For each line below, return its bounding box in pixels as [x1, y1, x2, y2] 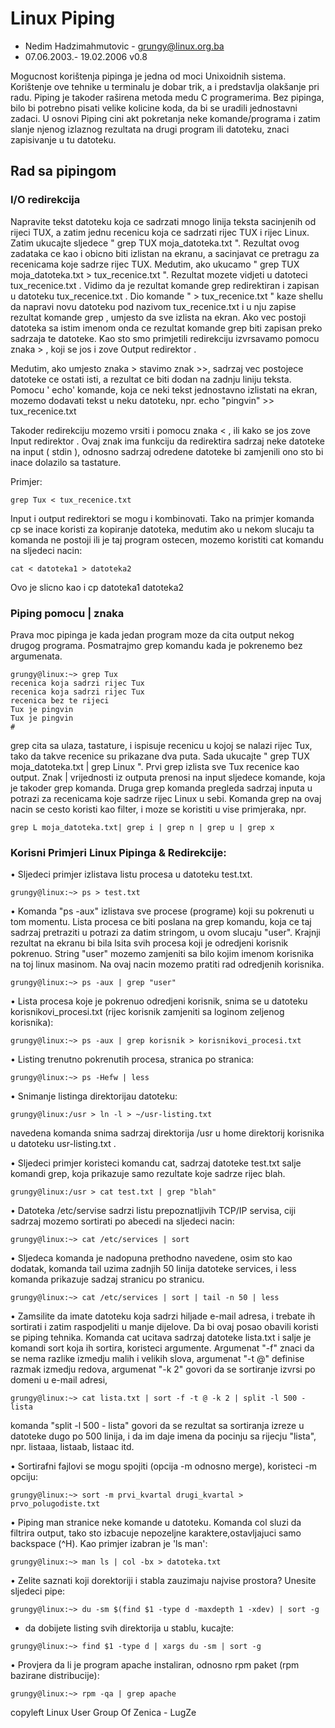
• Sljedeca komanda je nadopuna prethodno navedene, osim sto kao [10, 1252, 293, 1264]
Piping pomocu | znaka [10, 606, 125, 620]
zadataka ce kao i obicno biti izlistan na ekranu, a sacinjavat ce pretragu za [10, 247, 320, 259]
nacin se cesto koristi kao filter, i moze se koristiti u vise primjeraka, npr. [10, 803, 307, 815]
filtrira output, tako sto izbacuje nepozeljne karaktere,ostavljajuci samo [10, 1527, 302, 1539]
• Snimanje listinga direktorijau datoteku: [10, 1090, 178, 1102]
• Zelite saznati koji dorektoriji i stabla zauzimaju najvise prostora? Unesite [10, 1575, 317, 1587]
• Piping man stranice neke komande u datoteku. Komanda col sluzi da [10, 1517, 302, 1529]
